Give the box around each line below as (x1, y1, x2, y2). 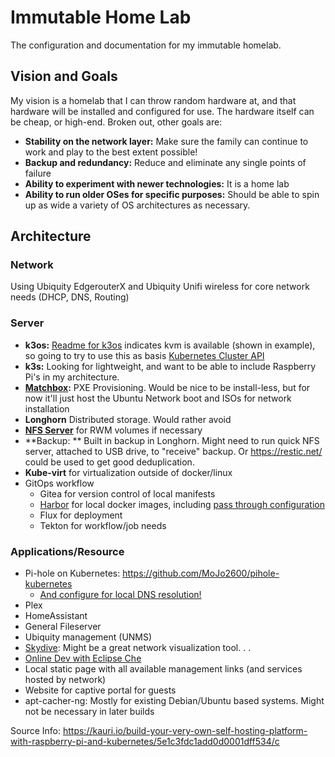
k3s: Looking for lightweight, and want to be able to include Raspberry (24, 360, 317, 372)
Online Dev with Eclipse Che (24, 652, 142, 665)
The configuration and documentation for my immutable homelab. (10, 39, 282, 51)
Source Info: (10, 725, 62, 737)
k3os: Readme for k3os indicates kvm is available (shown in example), (24, 339, 316, 351)
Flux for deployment (39, 509, 123, 521)
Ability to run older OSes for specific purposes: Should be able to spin (24, 188, 320, 200)
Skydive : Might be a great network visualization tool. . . (24, 642, 252, 654)
